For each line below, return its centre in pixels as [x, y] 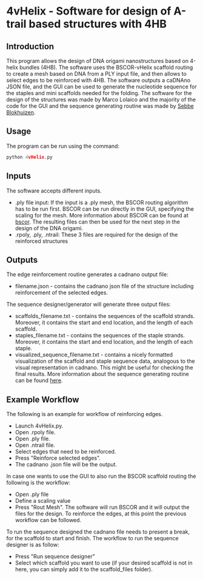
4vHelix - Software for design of [89, 11]
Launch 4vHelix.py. [39, 426]
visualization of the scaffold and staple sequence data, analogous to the [105, 361]
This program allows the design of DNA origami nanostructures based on [98, 61]
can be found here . [39, 380]
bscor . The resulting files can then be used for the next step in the [98, 222]
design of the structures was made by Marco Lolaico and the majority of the [101, 99]
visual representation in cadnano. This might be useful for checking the [104, 368]
